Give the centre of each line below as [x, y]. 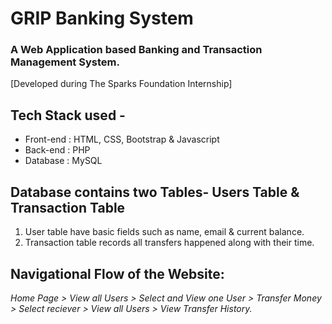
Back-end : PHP [57, 150]
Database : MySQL [63, 161]
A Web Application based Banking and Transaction [136, 50]
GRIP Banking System [102, 18]
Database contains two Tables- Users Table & [155, 192]
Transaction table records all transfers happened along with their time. [169, 243]
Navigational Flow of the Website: [117, 273]
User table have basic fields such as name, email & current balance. [164, 232]
